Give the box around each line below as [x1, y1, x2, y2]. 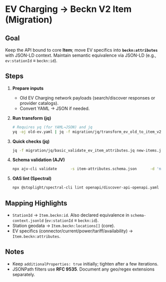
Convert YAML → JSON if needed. [19, 105, 90, 111]
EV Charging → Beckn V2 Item [5, 3, 132, 15]
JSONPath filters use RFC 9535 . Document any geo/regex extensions [12, 266, 155, 272]
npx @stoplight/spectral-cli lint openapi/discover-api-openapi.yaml [12, 185, 160, 190]
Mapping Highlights [5, 199, 67, 207]
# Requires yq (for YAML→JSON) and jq [12, 124, 93, 130]
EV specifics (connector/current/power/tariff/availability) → [12, 228, 133, 234]
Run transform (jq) [12, 115, 52, 121]
